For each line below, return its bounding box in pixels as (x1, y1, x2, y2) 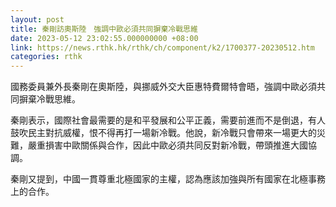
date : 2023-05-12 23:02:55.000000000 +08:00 (10, 33, 199, 43)
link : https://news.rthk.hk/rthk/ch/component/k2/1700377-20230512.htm (10, 42, 315, 53)
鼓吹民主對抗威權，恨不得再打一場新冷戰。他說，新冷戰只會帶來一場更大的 (10, 127, 317, 139)
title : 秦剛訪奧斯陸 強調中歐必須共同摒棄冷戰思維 (10, 24, 198, 34)
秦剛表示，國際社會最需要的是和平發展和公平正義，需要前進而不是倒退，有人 (10, 114, 326, 126)
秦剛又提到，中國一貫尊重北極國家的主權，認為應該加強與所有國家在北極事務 (10, 173, 326, 185)
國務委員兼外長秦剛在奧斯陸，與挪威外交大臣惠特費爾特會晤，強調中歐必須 (10, 81, 317, 93)
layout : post (10, 14, 65, 25)
